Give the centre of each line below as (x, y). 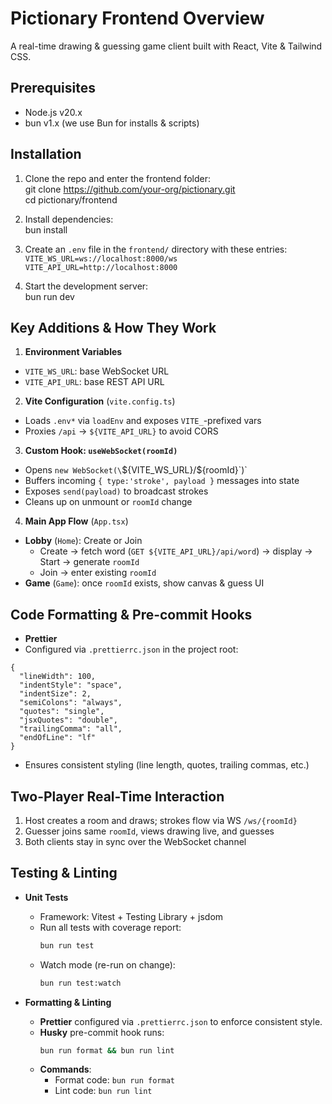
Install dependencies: (69, 219)
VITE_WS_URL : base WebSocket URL (97, 371)
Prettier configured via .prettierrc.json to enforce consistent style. (181, 1021)
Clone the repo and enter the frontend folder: (117, 178)
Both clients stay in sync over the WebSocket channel (135, 841)
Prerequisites (53, 88)
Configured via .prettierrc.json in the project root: (131, 649)
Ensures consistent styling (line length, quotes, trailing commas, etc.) (167, 765)
